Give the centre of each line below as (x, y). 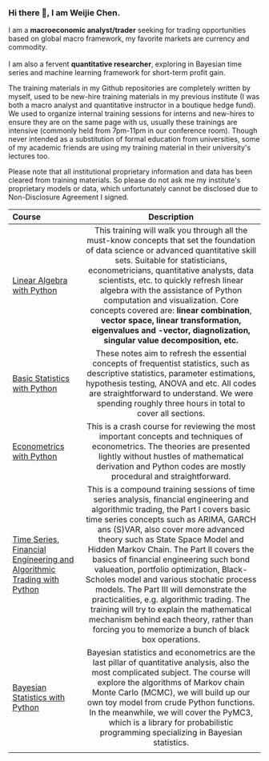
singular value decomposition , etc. (171, 341)
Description (171, 217)
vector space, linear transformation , (171, 321)
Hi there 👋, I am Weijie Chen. (64, 13)
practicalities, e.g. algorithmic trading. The (171, 599)
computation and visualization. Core (171, 301)
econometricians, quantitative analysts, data (171, 270)
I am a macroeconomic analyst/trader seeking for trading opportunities (127, 30)
